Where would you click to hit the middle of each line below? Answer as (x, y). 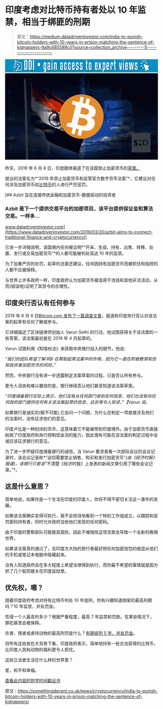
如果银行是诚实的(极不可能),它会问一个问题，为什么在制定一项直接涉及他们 (80, 412)
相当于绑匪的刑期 (56, 22)
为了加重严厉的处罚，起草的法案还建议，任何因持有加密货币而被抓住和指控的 (81, 263)
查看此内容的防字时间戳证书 (33, 681)
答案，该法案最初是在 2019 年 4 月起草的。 (52, 338)
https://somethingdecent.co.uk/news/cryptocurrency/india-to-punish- (88, 691)
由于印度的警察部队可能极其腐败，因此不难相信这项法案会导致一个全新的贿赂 (81, 532)
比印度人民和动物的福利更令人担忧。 (41, 650)
